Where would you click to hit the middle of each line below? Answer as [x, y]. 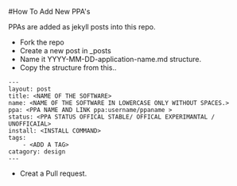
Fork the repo [42, 42]
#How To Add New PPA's [49, 12]
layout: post [30, 89]
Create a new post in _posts [65, 50]
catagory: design [37, 152]
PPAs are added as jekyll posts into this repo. [82, 27]
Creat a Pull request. [53, 173]
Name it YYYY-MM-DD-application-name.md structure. [111, 59]
